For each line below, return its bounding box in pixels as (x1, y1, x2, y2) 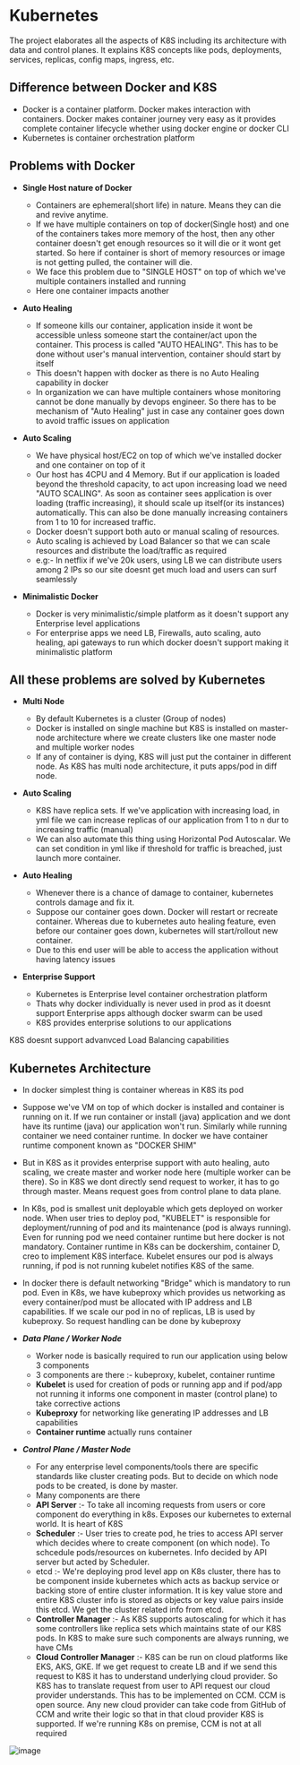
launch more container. (35, 853, 121, 864)
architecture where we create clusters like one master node (56, 732, 277, 744)
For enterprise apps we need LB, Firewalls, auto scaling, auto (35, 627, 261, 638)
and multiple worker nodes (35, 742, 135, 753)
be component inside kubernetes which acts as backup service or (35, 1576, 280, 1587)
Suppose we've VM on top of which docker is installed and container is (21, 1102, 285, 1113)
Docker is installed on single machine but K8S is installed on (35, 723, 258, 734)
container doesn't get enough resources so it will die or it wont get (35, 237, 281, 248)
